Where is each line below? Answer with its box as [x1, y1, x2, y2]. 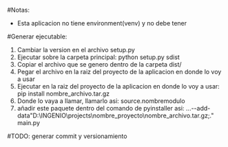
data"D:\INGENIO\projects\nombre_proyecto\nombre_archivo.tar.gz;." [17, 111, 214, 120]
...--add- [185, 104, 211, 112]
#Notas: [7, 6, 30, 14]
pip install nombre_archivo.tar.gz [17, 89, 110, 98]
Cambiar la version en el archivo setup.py [17, 46, 136, 54]
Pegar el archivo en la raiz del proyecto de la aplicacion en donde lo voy [17, 68, 222, 76]
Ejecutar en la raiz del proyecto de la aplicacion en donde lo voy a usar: [17, 82, 220, 90]
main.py [17, 119, 40, 126]
